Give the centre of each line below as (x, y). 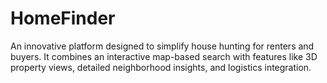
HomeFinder (63, 18)
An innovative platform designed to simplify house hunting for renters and (162, 46)
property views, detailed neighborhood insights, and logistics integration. (161, 67)
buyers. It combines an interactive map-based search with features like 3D (164, 56)
